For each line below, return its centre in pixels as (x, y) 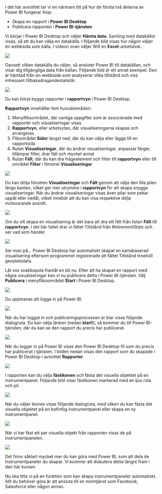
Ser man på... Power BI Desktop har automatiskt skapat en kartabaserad (77, 250)
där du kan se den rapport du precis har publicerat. (74, 328)
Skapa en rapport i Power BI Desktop (49, 22)
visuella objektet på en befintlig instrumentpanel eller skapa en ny (71, 409)
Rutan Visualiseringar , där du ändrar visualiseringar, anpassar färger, (81, 148)
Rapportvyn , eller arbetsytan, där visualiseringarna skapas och (75, 128)
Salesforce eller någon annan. (35, 486)
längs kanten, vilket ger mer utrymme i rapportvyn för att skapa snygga (77, 188)
